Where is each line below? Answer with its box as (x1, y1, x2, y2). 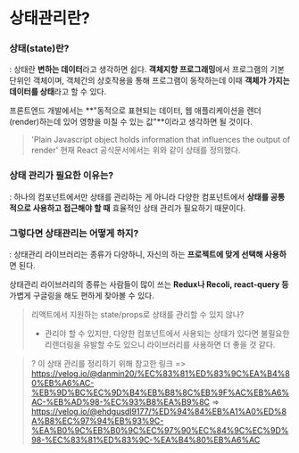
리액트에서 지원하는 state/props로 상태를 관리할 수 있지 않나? (30, 309, 245, 320)
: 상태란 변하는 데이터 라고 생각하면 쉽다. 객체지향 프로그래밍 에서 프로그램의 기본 (9, 64, 286, 75)
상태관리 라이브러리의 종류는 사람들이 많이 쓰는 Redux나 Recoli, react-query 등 (9, 279, 289, 290)
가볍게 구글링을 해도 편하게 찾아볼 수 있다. (9, 291, 154, 301)
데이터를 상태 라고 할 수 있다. (9, 86, 107, 97)
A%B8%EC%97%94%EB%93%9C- (30, 416, 164, 426)
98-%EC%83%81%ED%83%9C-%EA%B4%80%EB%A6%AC (30, 434, 261, 446)
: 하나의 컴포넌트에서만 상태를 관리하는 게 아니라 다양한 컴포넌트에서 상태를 (9, 191, 270, 202)
